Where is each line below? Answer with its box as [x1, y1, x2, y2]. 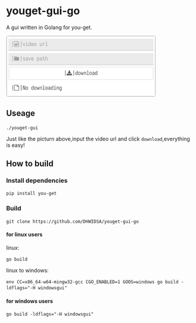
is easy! [6, 141, 25, 149]
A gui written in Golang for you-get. [6, 24, 92, 31]
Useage [6, 108, 36, 119]
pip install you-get [6, 191, 57, 197]
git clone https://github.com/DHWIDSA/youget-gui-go [6, 218, 139, 225]
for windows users [6, 298, 53, 305]
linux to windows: [6, 267, 49, 274]
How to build [6, 159, 54, 169]
